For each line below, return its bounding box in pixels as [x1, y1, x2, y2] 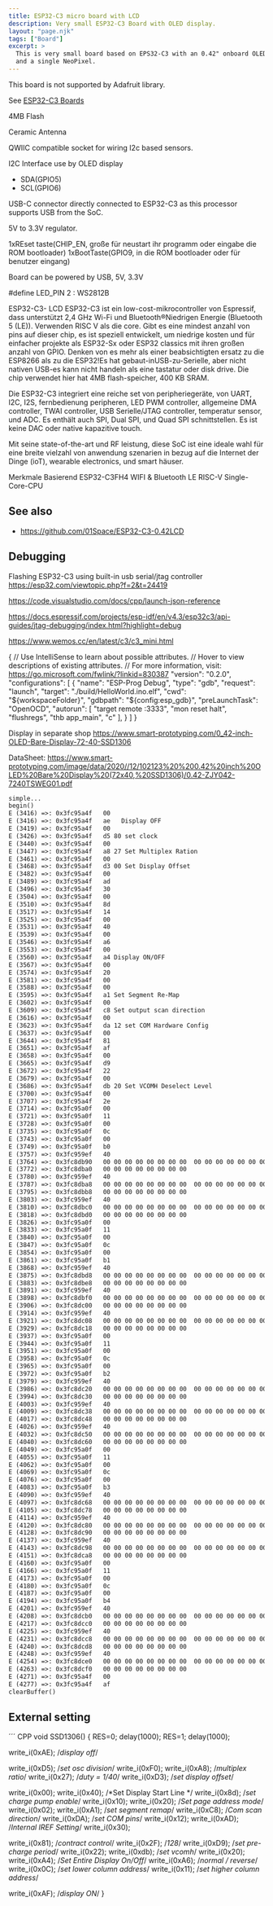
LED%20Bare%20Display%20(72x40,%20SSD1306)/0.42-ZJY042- [8, 770, 236, 780]
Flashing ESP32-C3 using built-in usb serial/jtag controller [8, 571, 203, 581]
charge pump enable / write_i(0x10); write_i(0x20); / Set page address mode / [8, 1797, 264, 1807]
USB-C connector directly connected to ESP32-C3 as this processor [8, 199, 238, 209]
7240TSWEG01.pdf [8, 779, 73, 788]
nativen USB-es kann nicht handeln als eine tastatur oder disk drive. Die [8, 364, 249, 374]
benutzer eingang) [8, 256, 71, 266]
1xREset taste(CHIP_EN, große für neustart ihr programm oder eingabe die [8, 239, 258, 248]
